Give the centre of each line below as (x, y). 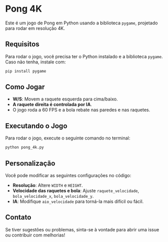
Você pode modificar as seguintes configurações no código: (68, 175)
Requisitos (22, 44)
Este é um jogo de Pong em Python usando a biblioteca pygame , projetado (81, 23)
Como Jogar (25, 87)
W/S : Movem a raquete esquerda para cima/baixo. (65, 99)
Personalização (30, 163)
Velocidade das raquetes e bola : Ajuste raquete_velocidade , (76, 190)
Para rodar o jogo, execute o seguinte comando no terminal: (68, 138)
